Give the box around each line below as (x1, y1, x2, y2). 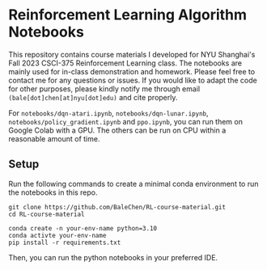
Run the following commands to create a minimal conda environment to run (8, 179, 259, 188)
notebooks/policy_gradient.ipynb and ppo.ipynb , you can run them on (8, 116, 243, 126)
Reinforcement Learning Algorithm (8, 6, 248, 24)
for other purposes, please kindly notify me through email (8, 83, 201, 94)
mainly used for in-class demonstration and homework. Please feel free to (8, 66, 256, 76)
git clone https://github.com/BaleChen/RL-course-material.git (8, 203, 227, 211)
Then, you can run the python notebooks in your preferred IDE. (8, 252, 218, 262)
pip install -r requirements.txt (8, 238, 121, 247)
